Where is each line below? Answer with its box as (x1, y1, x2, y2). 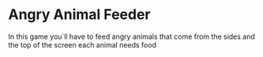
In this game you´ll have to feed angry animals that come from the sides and (8, 32, 255, 41)
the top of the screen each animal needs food (8, 40, 156, 49)
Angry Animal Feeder (8, 6, 152, 24)
